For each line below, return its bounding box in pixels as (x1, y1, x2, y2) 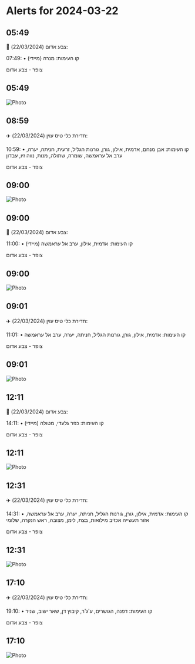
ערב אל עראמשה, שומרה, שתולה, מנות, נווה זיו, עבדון (6, 152, 123, 159)
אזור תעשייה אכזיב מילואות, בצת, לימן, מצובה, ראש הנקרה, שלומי (6, 517, 150, 524)
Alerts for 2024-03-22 (6, 4, 119, 18)
